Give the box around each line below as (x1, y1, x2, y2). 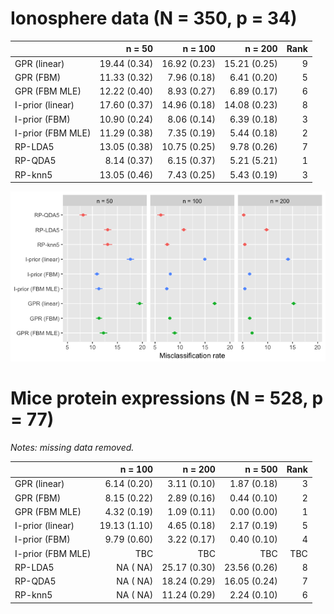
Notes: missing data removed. (10, 441, 135, 453)
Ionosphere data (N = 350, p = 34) (10, 7, 298, 30)
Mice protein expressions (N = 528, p (10, 387, 324, 409)
